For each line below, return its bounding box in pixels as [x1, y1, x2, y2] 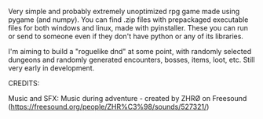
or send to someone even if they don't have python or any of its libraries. [8, 31, 243, 41]
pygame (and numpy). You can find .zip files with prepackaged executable [8, 15, 249, 24]
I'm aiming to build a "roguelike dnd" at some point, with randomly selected [8, 47, 252, 56]
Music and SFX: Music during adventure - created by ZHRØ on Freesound [8, 94, 247, 103]
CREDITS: [8, 78, 40, 88]
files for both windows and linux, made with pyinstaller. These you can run [8, 23, 249, 32]
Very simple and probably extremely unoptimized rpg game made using [8, 7, 240, 16]
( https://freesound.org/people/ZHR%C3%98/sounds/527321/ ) [8, 102, 210, 111]
